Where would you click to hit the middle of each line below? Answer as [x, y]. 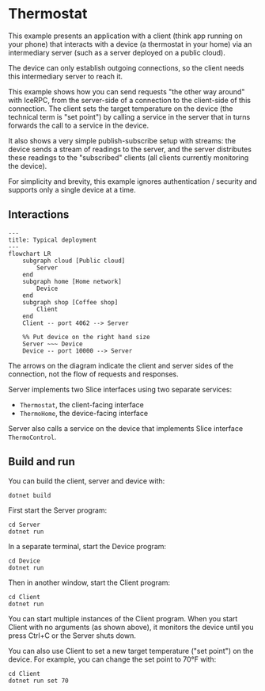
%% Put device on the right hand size [86, 337]
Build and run [42, 462]
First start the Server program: [58, 510]
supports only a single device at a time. [72, 189]
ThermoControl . [32, 437]
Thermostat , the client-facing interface [82, 404]
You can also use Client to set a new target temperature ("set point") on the [131, 651]
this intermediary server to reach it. [66, 76]
